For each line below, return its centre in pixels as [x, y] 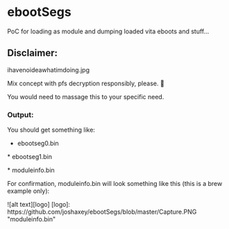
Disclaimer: [32, 53]
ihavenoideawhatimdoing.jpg [49, 69]
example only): [28, 191]
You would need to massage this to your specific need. [86, 96]
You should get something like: [51, 130]
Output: [20, 114]
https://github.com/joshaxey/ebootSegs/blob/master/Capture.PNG [102, 212]
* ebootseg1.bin [30, 157]
